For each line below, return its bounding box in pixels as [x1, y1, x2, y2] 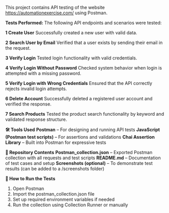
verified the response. [5, 101, 52, 107]
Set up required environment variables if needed [12, 197, 115, 202]
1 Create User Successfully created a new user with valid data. [5, 30, 137, 35]
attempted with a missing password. [5, 70, 82, 76]
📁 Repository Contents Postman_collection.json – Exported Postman [5, 150, 153, 155]
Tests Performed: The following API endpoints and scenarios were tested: [5, 20, 162, 26]
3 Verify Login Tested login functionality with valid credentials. [5, 55, 137, 61]
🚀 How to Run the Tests [5, 176, 56, 181]
